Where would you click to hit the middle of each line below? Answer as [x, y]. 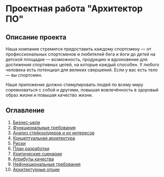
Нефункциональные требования [47, 164]
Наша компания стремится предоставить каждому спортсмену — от [79, 49]
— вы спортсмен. [24, 75]
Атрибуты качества [33, 159]
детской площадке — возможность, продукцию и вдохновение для [77, 59]
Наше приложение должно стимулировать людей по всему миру [74, 85]
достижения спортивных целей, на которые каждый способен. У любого [82, 65]
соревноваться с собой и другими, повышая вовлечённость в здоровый [82, 90]
